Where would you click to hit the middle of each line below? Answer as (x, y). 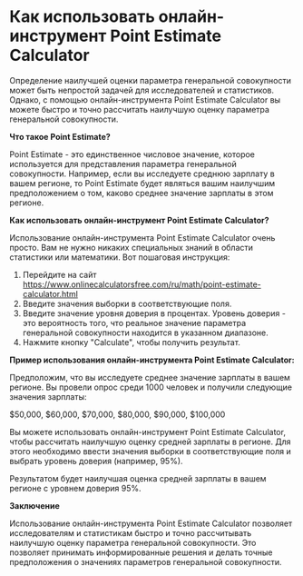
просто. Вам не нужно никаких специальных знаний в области (132, 247)
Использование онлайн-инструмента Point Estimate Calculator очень (142, 237)
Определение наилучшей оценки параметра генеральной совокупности (151, 80)
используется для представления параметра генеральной (123, 164)
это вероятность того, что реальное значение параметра (134, 323)
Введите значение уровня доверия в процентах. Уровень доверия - (154, 313)
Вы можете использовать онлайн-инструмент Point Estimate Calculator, (147, 432)
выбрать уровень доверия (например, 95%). (96, 461)
